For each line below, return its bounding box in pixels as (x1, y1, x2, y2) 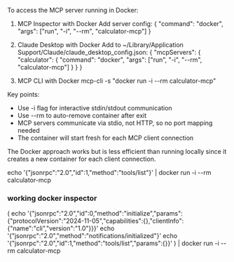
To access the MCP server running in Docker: (7, 6, 139, 14)
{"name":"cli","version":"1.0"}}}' (7, 224, 99, 232)
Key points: (7, 91, 40, 98)
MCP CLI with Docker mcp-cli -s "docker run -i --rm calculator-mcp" (17, 77, 216, 85)
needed (17, 126, 40, 134)
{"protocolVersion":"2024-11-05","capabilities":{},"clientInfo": (7, 217, 184, 225)
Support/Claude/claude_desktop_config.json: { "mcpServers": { (17, 48, 201, 56)
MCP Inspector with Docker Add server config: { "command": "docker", (17, 20, 223, 27)
